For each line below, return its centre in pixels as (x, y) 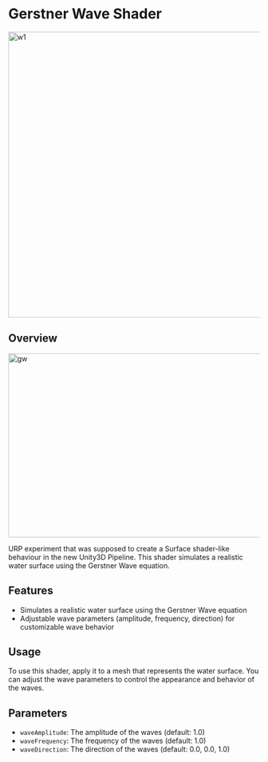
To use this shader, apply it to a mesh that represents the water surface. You (134, 671)
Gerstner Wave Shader (85, 14)
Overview (33, 339)
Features (31, 591)
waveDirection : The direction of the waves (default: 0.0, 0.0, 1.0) (125, 749)
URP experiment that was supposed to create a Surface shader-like (119, 548)
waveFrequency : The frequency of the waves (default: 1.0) (113, 741)
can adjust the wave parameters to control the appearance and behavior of (132, 680)
